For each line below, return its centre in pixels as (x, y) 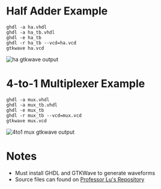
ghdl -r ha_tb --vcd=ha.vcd (41, 43)
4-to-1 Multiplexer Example (76, 84)
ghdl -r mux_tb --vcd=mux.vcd (44, 116)
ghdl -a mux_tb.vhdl (32, 105)
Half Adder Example (57, 11)
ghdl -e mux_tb (25, 110)
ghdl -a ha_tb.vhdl (31, 32)
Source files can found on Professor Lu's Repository (80, 179)
